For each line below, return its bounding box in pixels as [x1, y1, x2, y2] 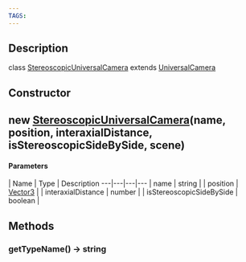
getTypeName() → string [8, 243, 107, 254]
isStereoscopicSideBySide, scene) [8, 138, 186, 153]
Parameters [8, 161, 48, 170]
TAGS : [8, 11, 27, 20]
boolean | [8, 196, 40, 206]
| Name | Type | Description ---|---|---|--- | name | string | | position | [8, 178, 239, 189]
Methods [8, 219, 55, 233]
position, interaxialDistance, [8, 126, 153, 140]
